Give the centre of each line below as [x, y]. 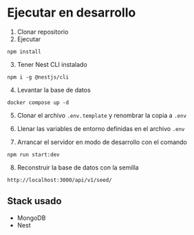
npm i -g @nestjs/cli [38, 77]
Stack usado [34, 201]
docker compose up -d [38, 102]
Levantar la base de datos [54, 90]
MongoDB [31, 218]
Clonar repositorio [43, 32]
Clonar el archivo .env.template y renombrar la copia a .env [102, 115]
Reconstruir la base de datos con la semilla [78, 167]
